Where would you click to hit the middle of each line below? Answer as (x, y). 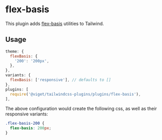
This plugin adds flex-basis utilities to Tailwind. (55, 24)
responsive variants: (27, 114)
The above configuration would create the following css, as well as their (81, 109)
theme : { (15, 51)
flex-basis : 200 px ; (31, 128)
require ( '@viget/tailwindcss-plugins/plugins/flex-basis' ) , (75, 94)
